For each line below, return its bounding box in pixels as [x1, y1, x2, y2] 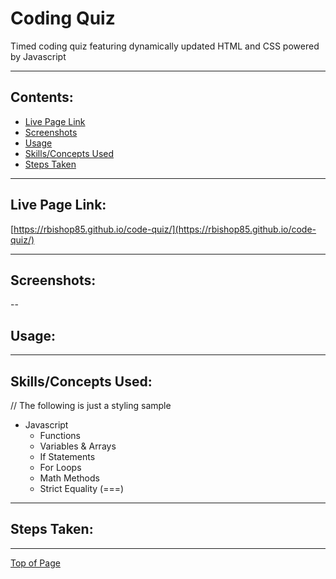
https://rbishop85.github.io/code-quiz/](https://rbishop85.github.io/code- [13, 223, 317, 235]
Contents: [10, 89, 74, 106]
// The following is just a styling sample [10, 400, 172, 411]
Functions [39, 430, 81, 441]
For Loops [39, 462, 82, 473]
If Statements [39, 451, 96, 462]
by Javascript [10, 50, 67, 62]
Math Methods [39, 472, 100, 484]
